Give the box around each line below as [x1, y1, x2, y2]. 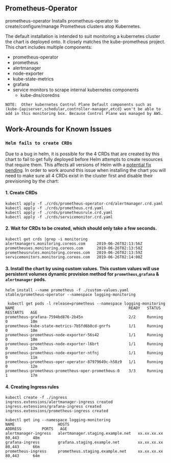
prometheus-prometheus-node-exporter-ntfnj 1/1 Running [5, 351, 163, 356]
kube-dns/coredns [20, 92, 60, 98]
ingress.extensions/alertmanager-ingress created [5, 399, 113, 405]
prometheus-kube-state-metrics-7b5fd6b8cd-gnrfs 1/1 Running [5, 324, 163, 329]
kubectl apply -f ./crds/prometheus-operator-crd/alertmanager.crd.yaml [5, 201, 163, 206]
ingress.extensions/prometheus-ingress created [5, 409, 109, 414]
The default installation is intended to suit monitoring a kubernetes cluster [5, 33, 161, 39]
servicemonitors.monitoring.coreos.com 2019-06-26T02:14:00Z [5, 254, 143, 259]
